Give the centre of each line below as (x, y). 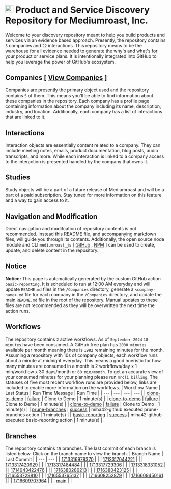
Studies (18, 177)
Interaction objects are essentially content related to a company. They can (83, 145)
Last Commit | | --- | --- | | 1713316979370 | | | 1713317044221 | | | (74, 459)
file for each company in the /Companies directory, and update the (93, 295)
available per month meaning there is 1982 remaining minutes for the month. (85, 350)
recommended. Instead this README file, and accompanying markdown (81, 234)
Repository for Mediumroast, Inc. (77, 21)
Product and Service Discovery (82, 10)
